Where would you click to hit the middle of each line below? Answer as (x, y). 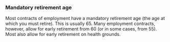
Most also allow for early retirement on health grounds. (63, 34)
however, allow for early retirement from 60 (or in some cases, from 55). (81, 29)
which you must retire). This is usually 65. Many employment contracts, (80, 23)
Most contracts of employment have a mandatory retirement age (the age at (85, 18)
